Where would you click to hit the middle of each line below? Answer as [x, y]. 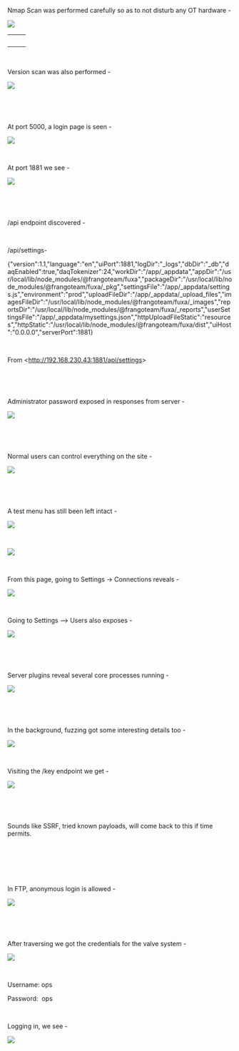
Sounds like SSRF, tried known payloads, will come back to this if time [110, 826]
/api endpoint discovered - [46, 223]
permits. [20, 833]
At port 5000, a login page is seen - [60, 127]
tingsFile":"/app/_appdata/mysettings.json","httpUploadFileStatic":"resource [119, 317]
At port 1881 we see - [39, 168]
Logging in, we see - [37, 1026]
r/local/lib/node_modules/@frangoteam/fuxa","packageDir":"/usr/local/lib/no [120, 279]
